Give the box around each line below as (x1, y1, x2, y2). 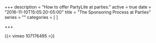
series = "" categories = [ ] (4, 14, 58, 20)
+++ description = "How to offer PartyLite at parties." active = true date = (4, 4, 152, 10)
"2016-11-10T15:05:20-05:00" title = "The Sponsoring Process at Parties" (4, 9, 151, 15)
